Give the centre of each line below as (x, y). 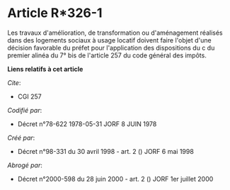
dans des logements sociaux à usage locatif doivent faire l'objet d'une (110, 40)
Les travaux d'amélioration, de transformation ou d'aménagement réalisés (115, 33)
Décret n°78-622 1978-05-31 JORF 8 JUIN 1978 (87, 124)
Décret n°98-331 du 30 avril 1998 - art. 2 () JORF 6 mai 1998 (106, 151)
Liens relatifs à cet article (45, 69)
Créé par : (21, 138)
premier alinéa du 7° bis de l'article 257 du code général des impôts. (107, 55)
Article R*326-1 (55, 13)
